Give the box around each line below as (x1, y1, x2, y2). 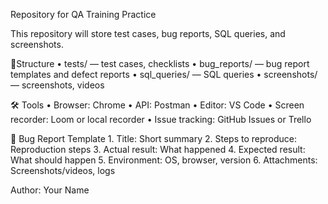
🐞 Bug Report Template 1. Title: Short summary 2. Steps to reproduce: (10, 133, 297, 144)
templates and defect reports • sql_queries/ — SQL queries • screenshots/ (10, 69, 318, 80)
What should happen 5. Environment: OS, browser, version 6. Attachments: (10, 154, 318, 166)
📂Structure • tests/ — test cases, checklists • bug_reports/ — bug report (10, 58, 310, 69)
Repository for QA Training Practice (10, 9, 157, 20)
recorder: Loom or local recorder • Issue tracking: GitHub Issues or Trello (10, 114, 312, 125)
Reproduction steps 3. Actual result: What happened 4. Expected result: (10, 144, 306, 155)
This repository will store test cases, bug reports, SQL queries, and (10, 28, 286, 39)
